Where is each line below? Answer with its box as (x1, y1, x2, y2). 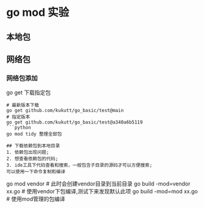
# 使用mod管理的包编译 (6, 195, 66, 203)
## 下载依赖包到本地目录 (6, 143, 60, 149)
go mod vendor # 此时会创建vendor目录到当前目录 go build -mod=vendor (6, 180, 191, 187)
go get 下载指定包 (6, 89, 51, 96)
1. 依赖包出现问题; (6, 150, 49, 156)
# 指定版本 (6, 114, 30, 120)
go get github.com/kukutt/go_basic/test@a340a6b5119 (6, 119, 143, 125)
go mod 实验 (6, 5, 69, 19)
